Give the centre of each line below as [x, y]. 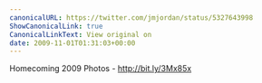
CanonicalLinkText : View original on [81, 34]
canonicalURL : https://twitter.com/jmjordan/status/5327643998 [131, 18]
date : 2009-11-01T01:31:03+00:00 [73, 43]
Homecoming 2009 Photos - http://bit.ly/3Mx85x [101, 69]
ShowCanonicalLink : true [56, 26]
